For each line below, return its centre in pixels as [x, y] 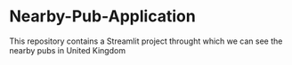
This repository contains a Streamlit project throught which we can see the [146, 41]
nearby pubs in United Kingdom [68, 50]
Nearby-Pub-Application [102, 16]
